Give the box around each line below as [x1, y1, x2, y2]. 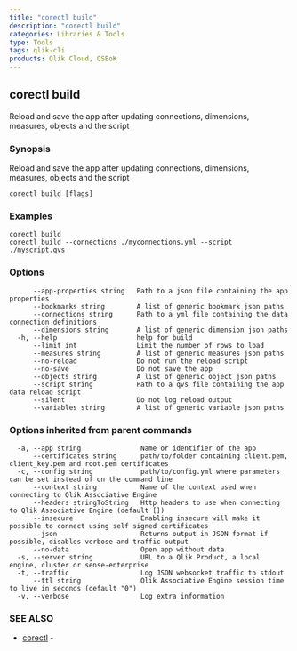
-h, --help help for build [17, 333, 193, 342]
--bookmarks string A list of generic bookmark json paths [32, 301, 285, 311]
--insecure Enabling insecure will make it [32, 514, 261, 523]
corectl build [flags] [9, 189, 93, 198]
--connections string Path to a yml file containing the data [32, 309, 289, 318]
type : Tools [9, 37, 53, 47]
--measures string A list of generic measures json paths [32, 349, 285, 358]
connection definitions [9, 317, 98, 326]
